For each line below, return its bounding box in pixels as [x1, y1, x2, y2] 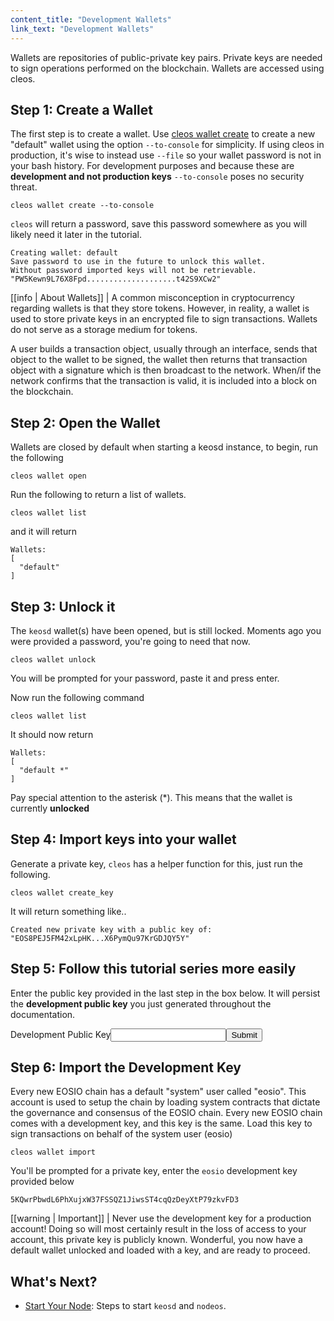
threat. [10, 181, 38, 193]
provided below [10, 1176, 75, 1188]
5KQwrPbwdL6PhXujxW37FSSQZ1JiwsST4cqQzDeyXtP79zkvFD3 [10, 1195, 240, 1205]
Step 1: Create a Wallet [10, 101, 153, 118]
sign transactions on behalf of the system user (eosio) [10, 1128, 233, 1140]
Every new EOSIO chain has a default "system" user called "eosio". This [10, 1086, 307, 1098]
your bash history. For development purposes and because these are [10, 160, 295, 172]
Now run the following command [10, 691, 145, 703]
